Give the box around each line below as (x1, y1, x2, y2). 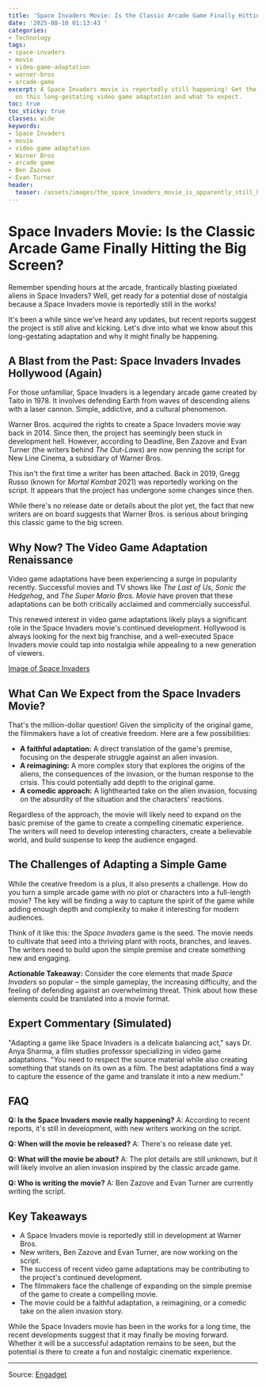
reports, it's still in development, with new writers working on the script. (8, 1124, 242, 1134)
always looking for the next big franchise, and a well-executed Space (8, 631, 234, 642)
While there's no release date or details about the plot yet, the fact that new (8, 501, 255, 511)
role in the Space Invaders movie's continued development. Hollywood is (8, 623, 246, 633)
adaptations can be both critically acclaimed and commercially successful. (8, 600, 252, 609)
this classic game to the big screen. (8, 518, 124, 528)
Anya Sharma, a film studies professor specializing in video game (8, 1046, 222, 1056)
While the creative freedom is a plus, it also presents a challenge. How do (8, 878, 248, 888)
